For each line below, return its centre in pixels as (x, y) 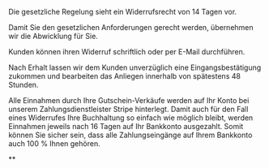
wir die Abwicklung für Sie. (53, 36)
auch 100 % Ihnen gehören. (54, 144)
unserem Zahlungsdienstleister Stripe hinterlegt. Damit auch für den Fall (128, 109)
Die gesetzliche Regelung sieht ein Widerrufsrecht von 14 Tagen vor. (123, 12)
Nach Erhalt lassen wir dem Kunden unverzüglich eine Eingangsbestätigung (135, 67)
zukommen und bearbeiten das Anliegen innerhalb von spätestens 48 (125, 76)
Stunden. (23, 85)
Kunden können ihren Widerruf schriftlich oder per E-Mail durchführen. (127, 52)
